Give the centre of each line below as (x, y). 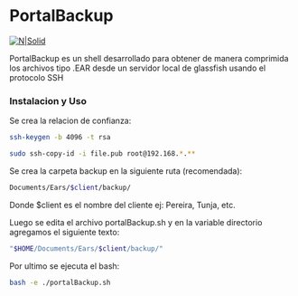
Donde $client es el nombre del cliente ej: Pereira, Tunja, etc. (123, 205)
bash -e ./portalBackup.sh (60, 282)
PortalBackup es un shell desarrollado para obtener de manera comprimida (149, 58)
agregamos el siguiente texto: (65, 232)
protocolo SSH (37, 77)
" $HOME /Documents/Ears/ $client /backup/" (87, 248)
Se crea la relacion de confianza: (70, 121)
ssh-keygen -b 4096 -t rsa (60, 138)
